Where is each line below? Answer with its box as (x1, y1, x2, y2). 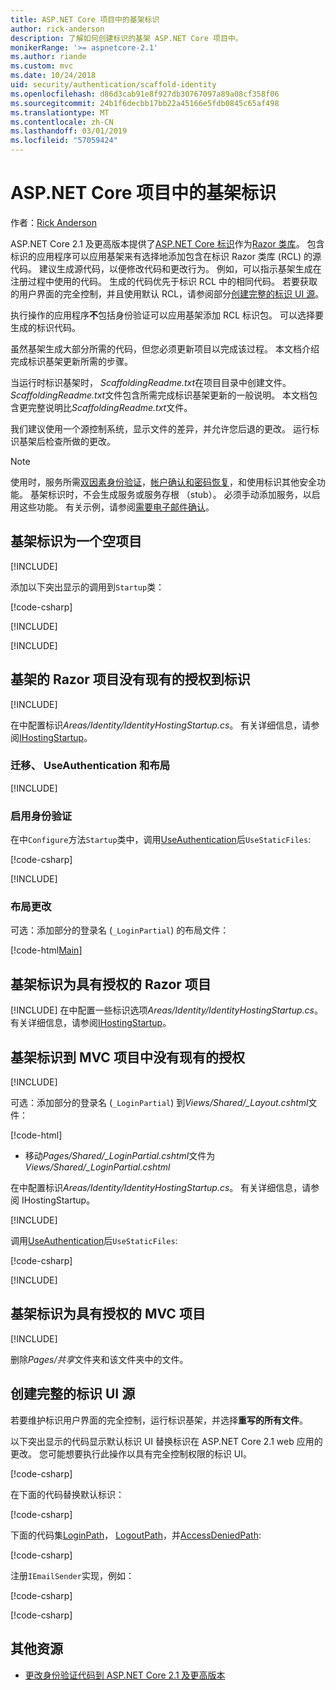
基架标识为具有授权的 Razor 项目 (10, 976, 212, 993)
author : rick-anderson (10, 24, 105, 34)
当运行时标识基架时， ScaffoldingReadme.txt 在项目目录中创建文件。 (10, 376, 292, 388)
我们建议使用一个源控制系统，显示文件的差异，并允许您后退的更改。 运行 (10, 422, 311, 435)
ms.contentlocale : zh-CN (10, 117, 114, 127)
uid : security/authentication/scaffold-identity (10, 80, 217, 90)
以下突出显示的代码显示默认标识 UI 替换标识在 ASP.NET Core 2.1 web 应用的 (10, 1435, 323, 1447)
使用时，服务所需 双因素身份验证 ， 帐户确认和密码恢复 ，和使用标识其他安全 (10, 476, 317, 488)
